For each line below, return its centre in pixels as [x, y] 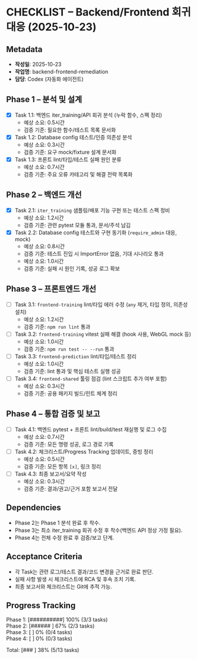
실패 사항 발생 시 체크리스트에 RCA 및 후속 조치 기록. [75, 579]
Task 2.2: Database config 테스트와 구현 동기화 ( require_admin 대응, [96, 233]
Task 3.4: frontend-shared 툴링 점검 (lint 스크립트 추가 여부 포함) [91, 378]
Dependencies [34, 508]
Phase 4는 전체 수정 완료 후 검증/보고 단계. [64, 537]
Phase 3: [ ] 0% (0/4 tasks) [39, 632]
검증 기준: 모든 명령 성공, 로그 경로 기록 [69, 444]
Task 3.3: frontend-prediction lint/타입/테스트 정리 [76, 356]
